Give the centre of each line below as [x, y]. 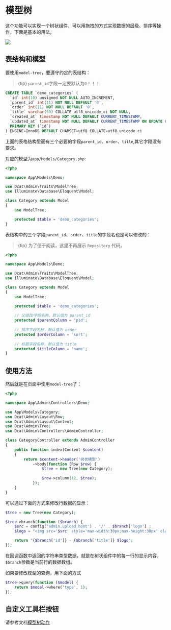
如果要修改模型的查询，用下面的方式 [43, 573]
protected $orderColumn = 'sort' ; [51, 334]
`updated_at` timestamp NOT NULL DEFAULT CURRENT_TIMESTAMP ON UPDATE [86, 122]
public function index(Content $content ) [59, 450]
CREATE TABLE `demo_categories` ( [42, 93]
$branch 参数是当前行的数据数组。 [40, 562]
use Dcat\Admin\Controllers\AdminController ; [54, 431]
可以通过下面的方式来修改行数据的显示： [48, 503]
